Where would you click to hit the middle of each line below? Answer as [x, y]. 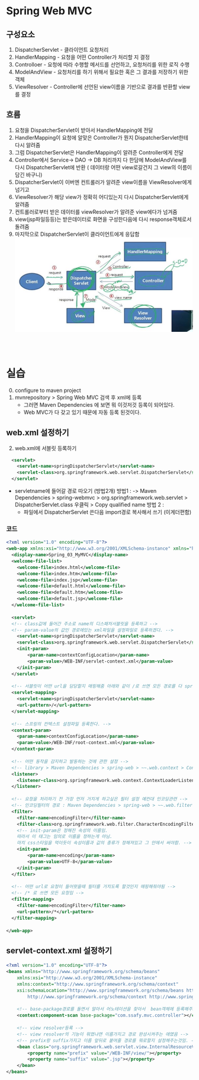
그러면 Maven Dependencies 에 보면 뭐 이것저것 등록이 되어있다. [99, 404]
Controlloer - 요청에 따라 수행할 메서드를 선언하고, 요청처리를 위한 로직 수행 [102, 64]
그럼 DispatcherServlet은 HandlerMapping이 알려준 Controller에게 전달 [99, 152]
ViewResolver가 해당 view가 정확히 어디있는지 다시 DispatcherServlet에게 [102, 197]
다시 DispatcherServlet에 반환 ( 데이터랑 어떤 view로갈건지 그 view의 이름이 [103, 167]
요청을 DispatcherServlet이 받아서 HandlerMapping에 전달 [84, 130]
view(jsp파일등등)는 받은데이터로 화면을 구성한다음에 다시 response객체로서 [103, 219]
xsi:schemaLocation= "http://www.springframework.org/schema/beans [100, 990]
